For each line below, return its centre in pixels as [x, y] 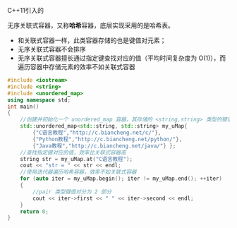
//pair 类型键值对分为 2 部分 [72, 192]
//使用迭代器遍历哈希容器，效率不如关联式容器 [78, 172]
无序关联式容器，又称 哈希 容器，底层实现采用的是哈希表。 [91, 25]
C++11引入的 [26, 10]
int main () [23, 107]
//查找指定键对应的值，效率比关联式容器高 [73, 152]
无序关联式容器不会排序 [51, 49]
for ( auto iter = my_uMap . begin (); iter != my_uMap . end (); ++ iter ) [121, 179]
